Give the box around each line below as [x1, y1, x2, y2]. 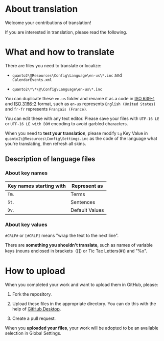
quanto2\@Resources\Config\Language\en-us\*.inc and [12, 72, 122, 78]
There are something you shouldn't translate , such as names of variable [5, 242, 153, 248]
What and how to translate [5, 47, 115, 57]
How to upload [5, 265, 65, 277]
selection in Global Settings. [5, 330, 62, 336]
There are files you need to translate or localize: [5, 62, 102, 68]
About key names [5, 170, 48, 176]
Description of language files [5, 155, 95, 163]
